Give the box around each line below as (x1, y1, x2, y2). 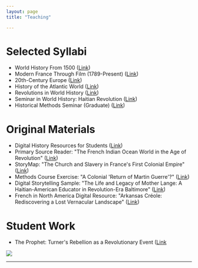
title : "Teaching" (6, 14, 51, 20)
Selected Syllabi (6, 45, 87, 58)
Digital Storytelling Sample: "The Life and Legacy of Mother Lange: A (14, 179, 183, 187)
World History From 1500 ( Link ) (14, 64, 91, 71)
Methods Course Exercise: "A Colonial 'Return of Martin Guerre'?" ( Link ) (14, 174, 190, 181)
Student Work (6, 219, 75, 233)
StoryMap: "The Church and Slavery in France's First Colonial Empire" (14, 161, 185, 168)
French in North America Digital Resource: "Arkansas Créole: (14, 192, 162, 200)
